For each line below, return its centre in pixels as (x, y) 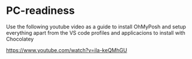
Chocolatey (20, 39)
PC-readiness (41, 11)
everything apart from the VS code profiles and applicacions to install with (96, 32)
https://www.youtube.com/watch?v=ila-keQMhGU (67, 50)
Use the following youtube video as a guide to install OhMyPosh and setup (96, 27)
